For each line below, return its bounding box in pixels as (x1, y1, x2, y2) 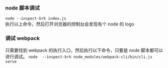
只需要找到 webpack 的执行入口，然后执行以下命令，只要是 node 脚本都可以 (5, 47, 163, 53)
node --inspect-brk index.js (5, 16, 66, 21)
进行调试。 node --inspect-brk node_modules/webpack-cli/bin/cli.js (5, 53, 152, 59)
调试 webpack (5, 35, 40, 42)
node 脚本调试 (5, 4, 40, 11)
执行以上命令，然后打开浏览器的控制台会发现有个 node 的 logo (5, 21, 134, 27)
